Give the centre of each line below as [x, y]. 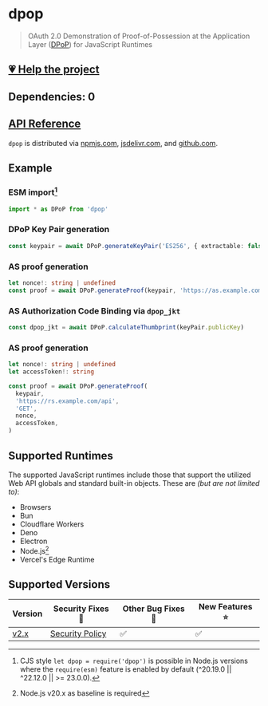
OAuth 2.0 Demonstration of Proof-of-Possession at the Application [139, 36]
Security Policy [79, 633]
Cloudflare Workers [52, 524]
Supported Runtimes [61, 456]
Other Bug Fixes [154, 609]
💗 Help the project [54, 70]
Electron [33, 541]
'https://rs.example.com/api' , [67, 401]
